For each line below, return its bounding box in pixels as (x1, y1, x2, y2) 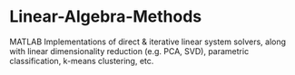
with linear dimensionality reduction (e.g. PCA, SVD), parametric (9, 45, 250, 56)
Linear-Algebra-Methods (9, 6, 202, 27)
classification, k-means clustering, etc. (9, 55, 154, 66)
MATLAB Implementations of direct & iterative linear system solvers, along (9, 36, 287, 47)
